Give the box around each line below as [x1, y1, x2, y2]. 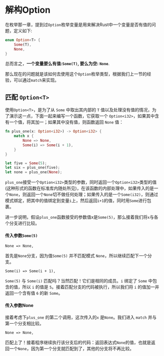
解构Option [5, 4, 50, 16]
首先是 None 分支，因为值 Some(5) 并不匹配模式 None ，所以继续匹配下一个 [5, 253, 148, 259]
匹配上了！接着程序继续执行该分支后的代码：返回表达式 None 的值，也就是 [5, 339, 151, 345]
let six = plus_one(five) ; [5, 165, 60, 170]
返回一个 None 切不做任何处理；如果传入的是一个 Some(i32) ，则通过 [26, 192, 158, 198]
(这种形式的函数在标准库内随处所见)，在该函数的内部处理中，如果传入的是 [5, 185, 154, 191]
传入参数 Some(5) [5, 232, 38, 238]
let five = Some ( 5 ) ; [5, 160, 47, 166]
